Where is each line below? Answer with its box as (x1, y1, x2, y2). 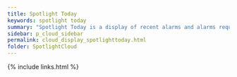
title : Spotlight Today (7, 10, 78, 18)
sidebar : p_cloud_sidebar (7, 30, 83, 37)
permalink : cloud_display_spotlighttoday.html (7, 37, 147, 44)
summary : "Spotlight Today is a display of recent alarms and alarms (7, 23, 217, 30)
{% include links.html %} (7, 63, 79, 71)
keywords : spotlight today (7, 17, 87, 24)
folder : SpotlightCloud (7, 43, 78, 50)
